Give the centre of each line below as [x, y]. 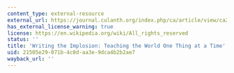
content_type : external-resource [56, 14]
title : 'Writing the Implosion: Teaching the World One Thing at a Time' [117, 46]
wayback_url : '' [31, 59]
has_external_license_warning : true [60, 26]
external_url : [28, 20]
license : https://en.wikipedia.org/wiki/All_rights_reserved [98, 33]
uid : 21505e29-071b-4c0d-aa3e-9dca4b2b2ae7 [71, 53]
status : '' [23, 40]
